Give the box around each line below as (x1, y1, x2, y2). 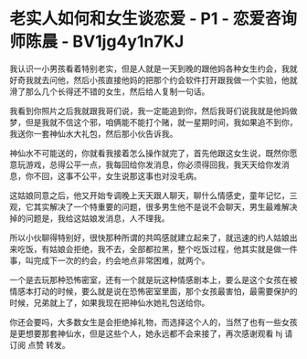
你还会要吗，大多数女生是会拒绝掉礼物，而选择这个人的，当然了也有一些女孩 (9, 316, 298, 327)
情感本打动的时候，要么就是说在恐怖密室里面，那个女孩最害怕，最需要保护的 (9, 285, 298, 297)
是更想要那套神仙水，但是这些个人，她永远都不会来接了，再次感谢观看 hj (9, 328, 283, 339)
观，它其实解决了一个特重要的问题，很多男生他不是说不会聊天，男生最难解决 (9, 201, 298, 212)
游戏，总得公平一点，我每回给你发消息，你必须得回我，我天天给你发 (25, 159, 281, 170)
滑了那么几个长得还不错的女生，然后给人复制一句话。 (9, 86, 210, 97)
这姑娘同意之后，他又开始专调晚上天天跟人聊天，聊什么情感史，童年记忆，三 (9, 189, 298, 201)
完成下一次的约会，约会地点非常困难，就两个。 (33, 255, 210, 266)
